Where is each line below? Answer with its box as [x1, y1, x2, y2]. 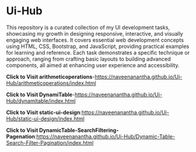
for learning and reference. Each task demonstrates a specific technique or [6, 49, 190, 56]
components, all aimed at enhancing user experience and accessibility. [6, 61, 180, 69]
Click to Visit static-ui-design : [6, 109, 82, 116]
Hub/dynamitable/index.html [6, 97, 76, 104]
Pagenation [6, 132, 36, 140]
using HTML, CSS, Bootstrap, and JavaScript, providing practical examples [6, 43, 189, 50]
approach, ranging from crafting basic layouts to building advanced [6, 55, 171, 62]
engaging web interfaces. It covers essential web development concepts [6, 36, 184, 43]
